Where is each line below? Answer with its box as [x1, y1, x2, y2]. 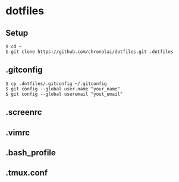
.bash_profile [5, 148, 56, 158]
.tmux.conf [5, 168, 48, 178]
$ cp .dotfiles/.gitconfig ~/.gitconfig [5, 80, 108, 87]
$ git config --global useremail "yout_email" [5, 91, 123, 97]
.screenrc [5, 107, 42, 117]
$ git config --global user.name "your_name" [5, 86, 120, 92]
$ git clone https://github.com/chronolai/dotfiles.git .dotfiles [5, 49, 174, 55]
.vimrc [5, 127, 30, 137]
